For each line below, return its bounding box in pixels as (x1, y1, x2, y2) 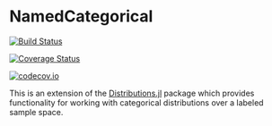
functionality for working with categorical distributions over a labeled (9, 97, 264, 108)
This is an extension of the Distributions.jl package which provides (9, 88, 255, 98)
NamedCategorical (9, 6, 154, 27)
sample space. (9, 106, 64, 117)
